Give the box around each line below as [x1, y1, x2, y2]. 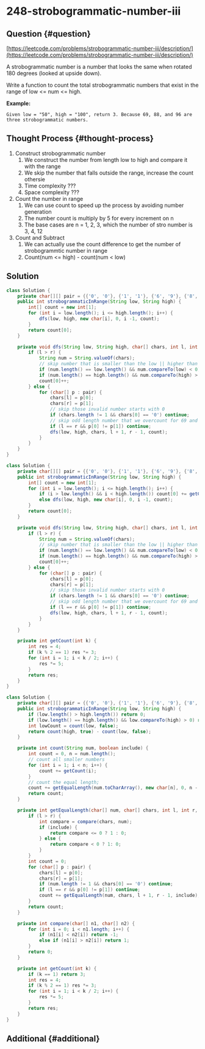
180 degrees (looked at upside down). [6, 70, 102, 77]
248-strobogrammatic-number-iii [6, 4, 181, 18]
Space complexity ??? [24, 188, 79, 196]
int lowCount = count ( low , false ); [28, 722, 119, 729]
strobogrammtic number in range [24, 247, 108, 254]
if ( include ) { [38, 824, 78, 830]
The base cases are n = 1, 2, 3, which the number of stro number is [24, 221, 193, 228]
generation [24, 208, 52, 215]
